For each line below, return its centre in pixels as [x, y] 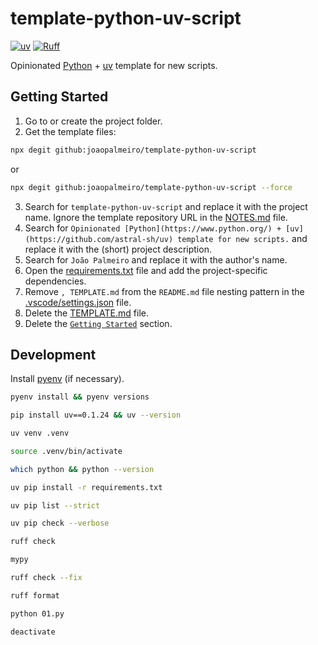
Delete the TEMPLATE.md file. [86, 313]
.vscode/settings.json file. [78, 302]
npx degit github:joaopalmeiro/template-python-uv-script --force [151, 187]
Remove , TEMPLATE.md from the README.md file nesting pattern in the [164, 291]
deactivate [33, 632]
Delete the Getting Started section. [98, 323]
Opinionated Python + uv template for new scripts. [114, 65]
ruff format [35, 595]
